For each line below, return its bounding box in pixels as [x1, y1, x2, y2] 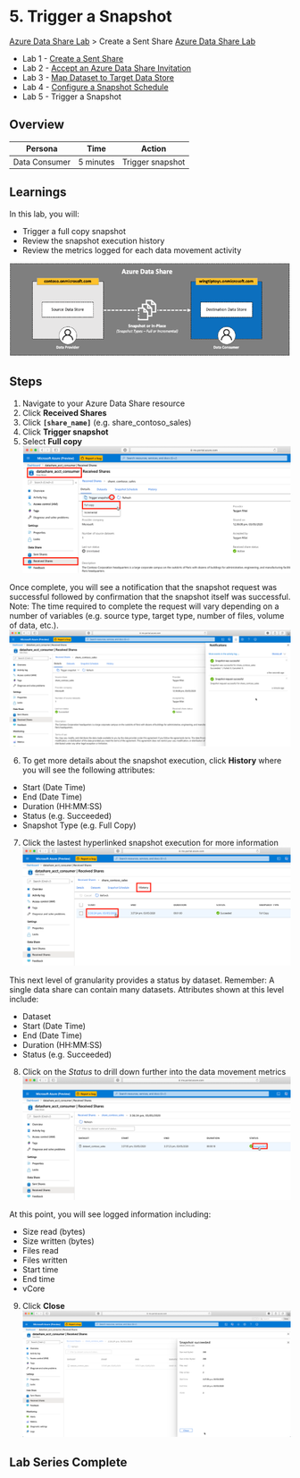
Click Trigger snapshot [21, 427, 109, 437]
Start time [21, 1263, 59, 1275]
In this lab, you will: [9, 208, 80, 219]
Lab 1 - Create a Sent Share [21, 53, 124, 63]
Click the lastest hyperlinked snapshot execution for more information [21, 837, 279, 848]
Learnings [9, 185, 67, 200]
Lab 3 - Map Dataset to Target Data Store [21, 72, 174, 82]
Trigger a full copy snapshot [21, 225, 127, 236]
